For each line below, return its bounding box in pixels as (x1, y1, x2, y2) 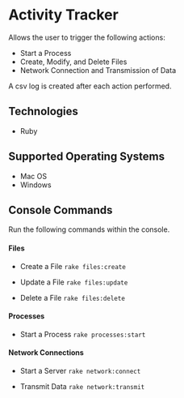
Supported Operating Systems (8, 150, 165, 164)
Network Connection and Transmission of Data (19, 65, 176, 75)
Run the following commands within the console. (8, 225, 170, 234)
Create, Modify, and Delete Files (19, 57, 128, 66)
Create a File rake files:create (19, 261, 127, 271)
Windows (19, 180, 52, 190)
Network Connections (8, 348, 85, 357)
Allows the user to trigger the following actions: (8, 32, 165, 42)
